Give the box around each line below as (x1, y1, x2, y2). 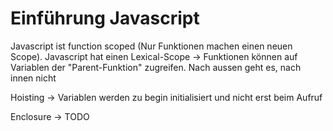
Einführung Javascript (10, 7, 200, 30)
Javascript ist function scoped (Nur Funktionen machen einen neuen (10, 40, 293, 52)
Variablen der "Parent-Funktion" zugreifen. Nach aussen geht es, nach (10, 61, 302, 73)
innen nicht (10, 72, 57, 84)
